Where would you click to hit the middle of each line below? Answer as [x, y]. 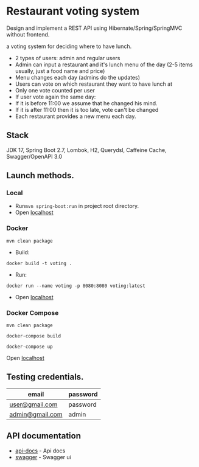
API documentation [44, 436]
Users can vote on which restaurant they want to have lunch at [94, 84]
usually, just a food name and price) [60, 71]
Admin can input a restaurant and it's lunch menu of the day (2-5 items [104, 64]
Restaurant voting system [73, 11]
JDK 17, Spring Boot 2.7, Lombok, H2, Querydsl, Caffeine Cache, [87, 150]
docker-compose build [34, 336]
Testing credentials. [45, 377]
